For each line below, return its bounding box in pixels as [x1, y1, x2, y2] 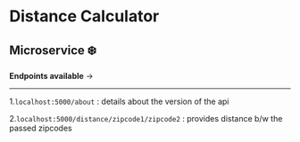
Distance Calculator [9, 6, 160, 27]
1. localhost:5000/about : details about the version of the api [9, 96, 229, 106]
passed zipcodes [9, 122, 73, 133]
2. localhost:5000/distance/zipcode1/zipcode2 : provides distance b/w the [9, 114, 283, 123]
